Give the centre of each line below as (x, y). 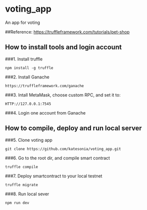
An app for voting (23, 22)
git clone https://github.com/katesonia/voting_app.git (63, 149)
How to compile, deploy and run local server (73, 128)
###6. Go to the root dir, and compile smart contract (58, 158)
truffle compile (21, 167)
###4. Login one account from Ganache (45, 113)
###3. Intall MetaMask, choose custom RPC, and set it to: (63, 95)
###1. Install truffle (24, 59)
